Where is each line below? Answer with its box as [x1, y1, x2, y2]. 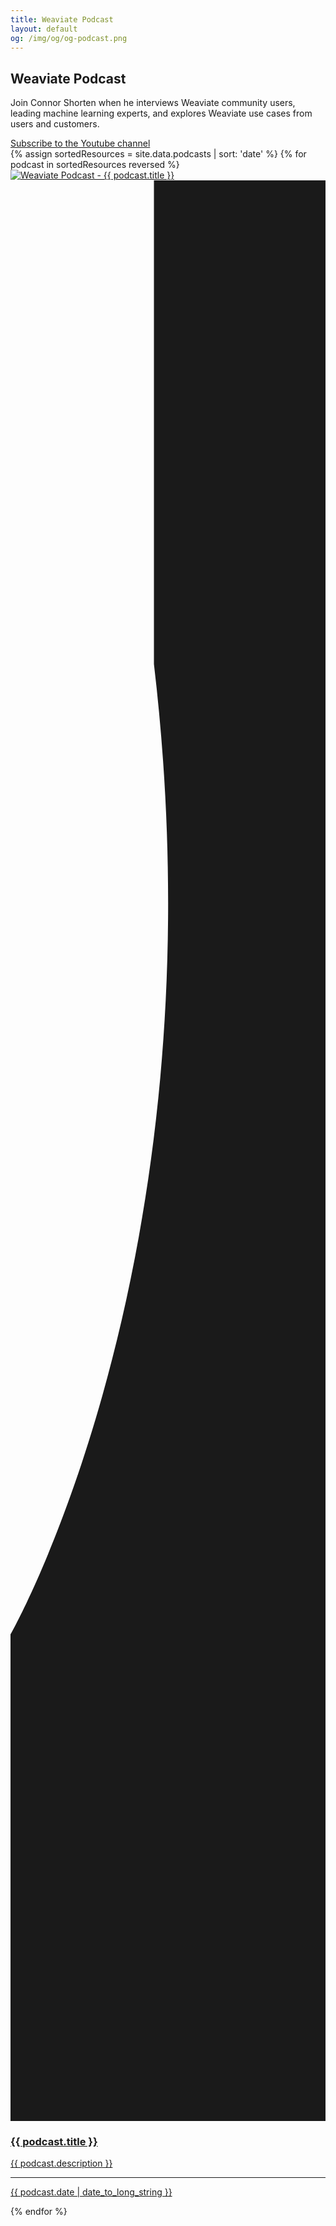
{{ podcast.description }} [10, 2157, 113, 2170]
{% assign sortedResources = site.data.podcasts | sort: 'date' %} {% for [10, 148, 307, 160]
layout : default [10, 24, 78, 34]
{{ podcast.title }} [10, 2135, 98, 2149]
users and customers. [10, 118, 100, 130]
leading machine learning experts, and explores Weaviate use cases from [10, 107, 313, 120]
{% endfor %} [10, 2206, 68, 2218]
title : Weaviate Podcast [10, 14, 114, 25]
